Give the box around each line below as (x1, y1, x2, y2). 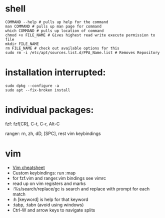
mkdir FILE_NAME (5, 41, 39, 46)
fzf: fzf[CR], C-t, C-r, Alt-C (5, 120, 60, 126)
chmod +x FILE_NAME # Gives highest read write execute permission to (5, 32, 155, 37)
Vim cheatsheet (12, 164, 45, 170)
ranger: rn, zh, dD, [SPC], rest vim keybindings (5, 130, 101, 136)
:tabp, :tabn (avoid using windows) (12, 201, 84, 207)
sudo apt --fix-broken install (5, 87, 70, 92)
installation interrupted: (5, 67, 106, 78)
